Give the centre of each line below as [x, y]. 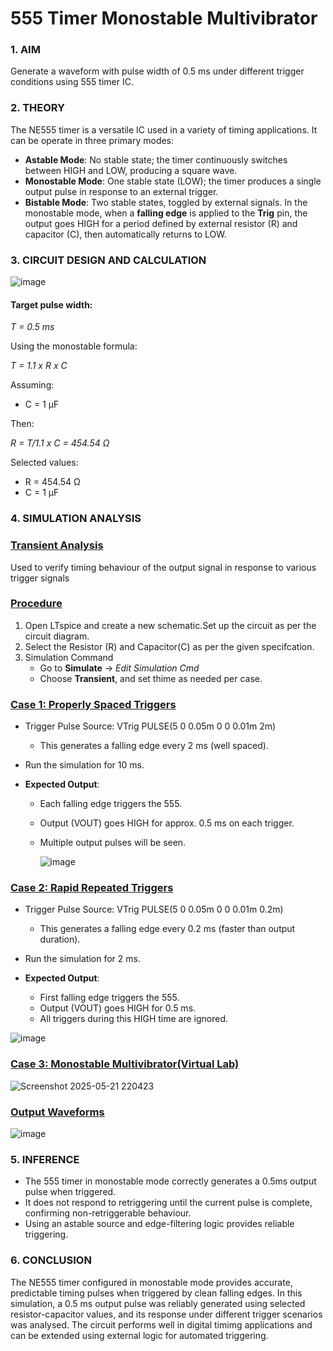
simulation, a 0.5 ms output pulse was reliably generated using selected [158, 1303]
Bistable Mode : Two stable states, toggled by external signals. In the [166, 202]
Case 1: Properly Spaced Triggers [93, 704]
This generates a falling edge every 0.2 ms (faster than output [167, 929]
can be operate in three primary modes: [92, 140]
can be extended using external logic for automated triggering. [139, 1335]
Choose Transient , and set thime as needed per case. [151, 678]
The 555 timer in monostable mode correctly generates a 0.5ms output [170, 1181]
